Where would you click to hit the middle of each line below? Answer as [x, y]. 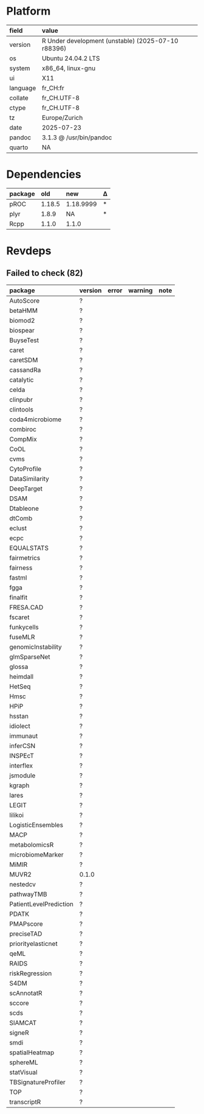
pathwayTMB [28, 894]
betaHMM [24, 310]
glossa [19, 667]
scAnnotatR [26, 993]
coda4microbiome [36, 419]
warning [141, 290]
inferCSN [22, 746]
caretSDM [24, 360]
